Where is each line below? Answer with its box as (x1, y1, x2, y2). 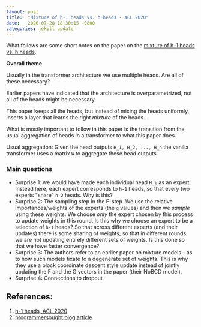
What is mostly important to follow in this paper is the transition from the (6, 125, 185, 133)
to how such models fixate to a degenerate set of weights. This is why (14, 255, 188, 262)
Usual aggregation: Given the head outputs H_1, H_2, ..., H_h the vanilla (6, 143, 189, 151)
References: (6, 292, 53, 302)
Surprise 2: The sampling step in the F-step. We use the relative (14, 197, 173, 205)
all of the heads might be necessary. (6, 96, 97, 103)
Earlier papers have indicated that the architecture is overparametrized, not (6, 89, 192, 97)
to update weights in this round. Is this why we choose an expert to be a (14, 217, 193, 224)
